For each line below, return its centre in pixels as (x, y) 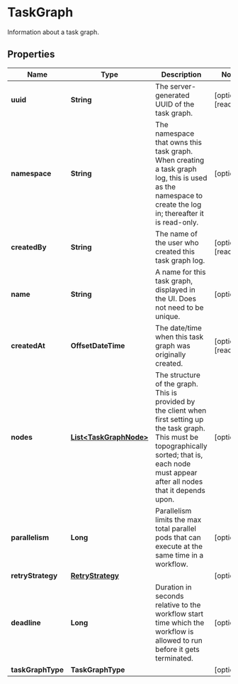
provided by (175, 401)
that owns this (178, 142)
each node (173, 464)
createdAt (28, 345)
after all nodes (179, 482)
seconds (170, 596)
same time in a (180, 555)
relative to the (178, 604)
